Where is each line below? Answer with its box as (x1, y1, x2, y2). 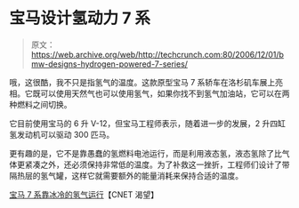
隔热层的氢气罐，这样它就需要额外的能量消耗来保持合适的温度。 (9, 170, 243, 180)
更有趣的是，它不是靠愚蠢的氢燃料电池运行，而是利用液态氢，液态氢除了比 (9, 148, 282, 158)
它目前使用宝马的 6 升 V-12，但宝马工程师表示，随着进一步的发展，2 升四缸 (9, 117, 287, 129)
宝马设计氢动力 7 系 (9, 8, 151, 28)
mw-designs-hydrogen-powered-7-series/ (30, 59, 189, 69)
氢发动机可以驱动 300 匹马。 (9, 129, 115, 140)
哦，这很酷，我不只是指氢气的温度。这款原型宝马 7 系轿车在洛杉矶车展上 (9, 76, 276, 87)
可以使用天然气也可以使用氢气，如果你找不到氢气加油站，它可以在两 (39, 88, 290, 99)
